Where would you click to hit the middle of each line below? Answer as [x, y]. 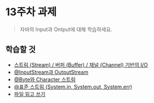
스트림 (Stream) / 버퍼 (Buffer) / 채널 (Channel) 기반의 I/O [81, 64]
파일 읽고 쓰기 [29, 94]
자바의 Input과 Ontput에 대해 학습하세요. [66, 29]
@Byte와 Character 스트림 [45, 79]
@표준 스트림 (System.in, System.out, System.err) [73, 87]
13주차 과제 [31, 12]
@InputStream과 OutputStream [51, 72]
